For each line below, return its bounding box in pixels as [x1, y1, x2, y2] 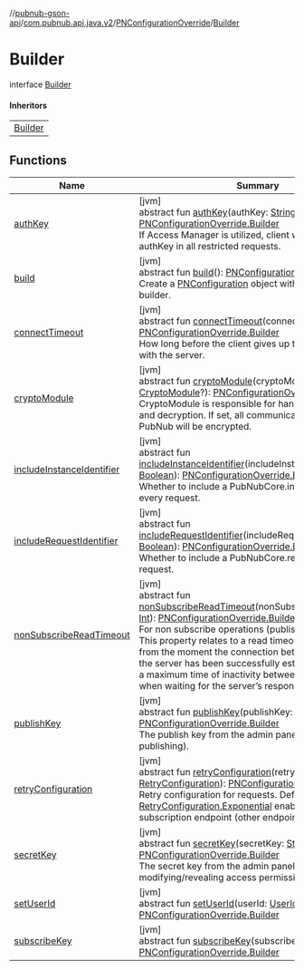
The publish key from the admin [138, 728, 274, 741]
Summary [236, 179, 280, 191]
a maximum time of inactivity [138, 668, 261, 681]
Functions [9, 152, 68, 168]
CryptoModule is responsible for [138, 397, 276, 410]
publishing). [138, 739, 190, 752]
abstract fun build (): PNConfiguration [138, 266, 297, 278]
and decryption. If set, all [138, 408, 244, 421]
